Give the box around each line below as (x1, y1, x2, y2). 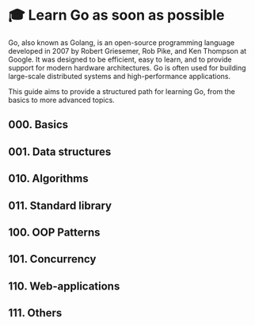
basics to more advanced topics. (8, 95, 115, 104)
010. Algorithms (8, 172, 89, 186)
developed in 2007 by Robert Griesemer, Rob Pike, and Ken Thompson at (8, 46, 247, 55)
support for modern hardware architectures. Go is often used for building (8, 62, 247, 72)
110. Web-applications (8, 279, 120, 293)
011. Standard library (8, 198, 112, 212)
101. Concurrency (8, 252, 97, 266)
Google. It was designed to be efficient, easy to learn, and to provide (8, 55, 232, 64)
